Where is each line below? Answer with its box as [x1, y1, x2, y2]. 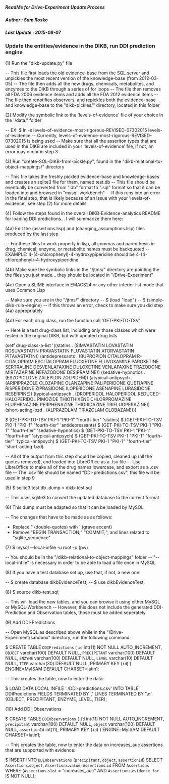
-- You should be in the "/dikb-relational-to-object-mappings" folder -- [5, 554, 152, 560]
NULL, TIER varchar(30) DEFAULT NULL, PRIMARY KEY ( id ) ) [5, 661, 132, 667]
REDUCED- [137, 391, 161, 397]
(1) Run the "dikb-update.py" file [5, 60, 72, 66]
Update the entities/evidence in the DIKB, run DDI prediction [5, 42, 155, 49]
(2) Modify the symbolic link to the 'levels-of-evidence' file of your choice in [5, 112, 163, 118]
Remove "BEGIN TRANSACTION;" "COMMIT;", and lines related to [12, 529, 150, 536]
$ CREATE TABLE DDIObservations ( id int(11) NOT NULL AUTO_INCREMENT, [5, 716, 164, 722]
